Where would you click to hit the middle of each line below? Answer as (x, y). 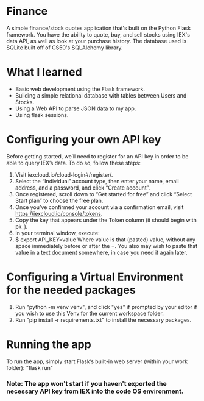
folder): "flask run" (30, 367)
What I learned (44, 72)
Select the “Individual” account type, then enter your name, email (97, 181)
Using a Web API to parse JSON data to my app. (76, 108)
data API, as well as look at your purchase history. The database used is (97, 41)
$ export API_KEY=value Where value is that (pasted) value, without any (105, 240)
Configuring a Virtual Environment (95, 277)
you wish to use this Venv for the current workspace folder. (90, 313)
